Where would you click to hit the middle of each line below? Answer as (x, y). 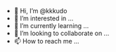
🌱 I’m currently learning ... (51, 26)
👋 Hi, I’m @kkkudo (40, 11)
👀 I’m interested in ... (44, 18)
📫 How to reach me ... (46, 41)
